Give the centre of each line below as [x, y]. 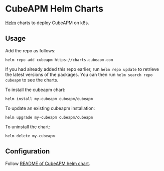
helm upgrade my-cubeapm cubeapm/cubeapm [49, 117]
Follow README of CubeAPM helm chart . [48, 163]
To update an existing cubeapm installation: [50, 108]
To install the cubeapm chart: [35, 90]
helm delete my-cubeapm [30, 136]
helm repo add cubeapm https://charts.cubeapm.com [59, 60]
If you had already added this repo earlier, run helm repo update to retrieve [82, 69]
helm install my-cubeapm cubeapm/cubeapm [49, 99]
